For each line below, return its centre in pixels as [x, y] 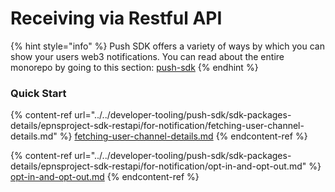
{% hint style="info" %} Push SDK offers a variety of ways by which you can [167, 46]
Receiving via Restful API [116, 18]
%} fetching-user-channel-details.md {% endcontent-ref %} [183, 136]
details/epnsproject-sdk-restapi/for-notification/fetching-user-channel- [157, 126]
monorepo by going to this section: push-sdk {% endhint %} [134, 67]
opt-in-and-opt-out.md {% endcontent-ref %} [105, 177]
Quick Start [38, 93]
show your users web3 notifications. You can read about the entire [147, 56]
